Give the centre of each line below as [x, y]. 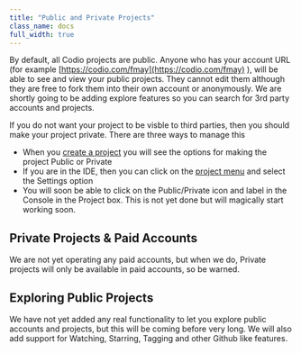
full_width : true [42, 34]
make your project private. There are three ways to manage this [128, 135]
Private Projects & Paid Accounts [104, 238]
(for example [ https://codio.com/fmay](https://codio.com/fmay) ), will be [144, 69]
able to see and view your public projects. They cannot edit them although [147, 79]
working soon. [49, 210]
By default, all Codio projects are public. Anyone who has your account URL [150, 60]
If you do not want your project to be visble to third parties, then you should [150, 125]
